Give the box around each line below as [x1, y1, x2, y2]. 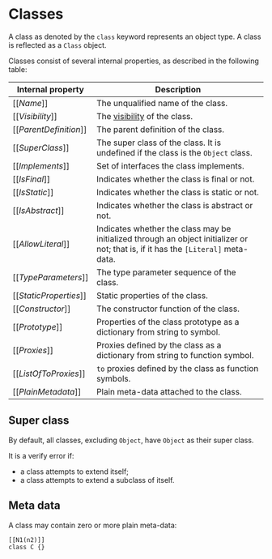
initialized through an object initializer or [96, 233, 249, 244]
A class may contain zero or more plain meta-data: [8, 520, 177, 530]
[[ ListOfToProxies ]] [12, 368, 87, 379]
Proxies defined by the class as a [96, 339, 222, 351]
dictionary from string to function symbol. [96, 349, 254, 361]
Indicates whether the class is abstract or [96, 199, 253, 211]
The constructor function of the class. [96, 303, 240, 314]
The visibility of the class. [96, 110, 193, 122]
